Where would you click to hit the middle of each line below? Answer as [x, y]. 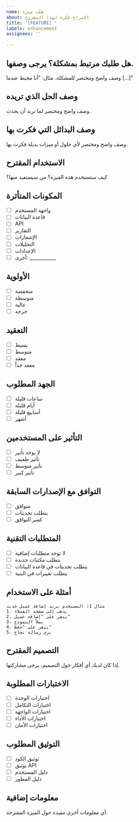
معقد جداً [25, 365]
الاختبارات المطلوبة [38, 684]
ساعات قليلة [29, 398]
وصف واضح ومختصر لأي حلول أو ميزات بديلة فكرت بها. [67, 144]
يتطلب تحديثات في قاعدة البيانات [51, 566]
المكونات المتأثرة [34, 196]
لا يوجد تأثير [27, 452]
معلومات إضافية [32, 798]
